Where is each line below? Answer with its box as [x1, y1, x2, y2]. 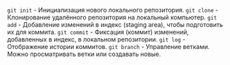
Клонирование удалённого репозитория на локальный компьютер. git [7, 13, 217, 21]
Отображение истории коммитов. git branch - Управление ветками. [7, 43, 210, 50]
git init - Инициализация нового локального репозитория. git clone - [7, 6, 218, 14]
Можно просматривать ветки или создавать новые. [7, 50, 161, 58]
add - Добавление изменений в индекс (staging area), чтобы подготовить [7, 21, 224, 28]
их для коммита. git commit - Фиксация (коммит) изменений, [7, 28, 189, 36]
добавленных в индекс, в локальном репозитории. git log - [7, 35, 186, 44]
